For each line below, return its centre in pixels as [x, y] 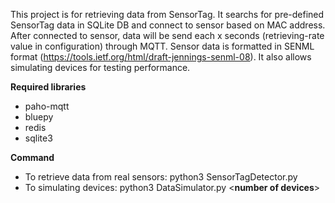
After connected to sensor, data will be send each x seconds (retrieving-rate [167, 35]
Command [32, 157]
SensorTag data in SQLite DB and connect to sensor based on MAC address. [168, 25]
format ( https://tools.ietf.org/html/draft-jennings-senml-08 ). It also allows [161, 57]
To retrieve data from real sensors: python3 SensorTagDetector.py [161, 177]
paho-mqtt [47, 106]
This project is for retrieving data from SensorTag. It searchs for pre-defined [167, 14]
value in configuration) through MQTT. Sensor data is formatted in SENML [162, 46]
